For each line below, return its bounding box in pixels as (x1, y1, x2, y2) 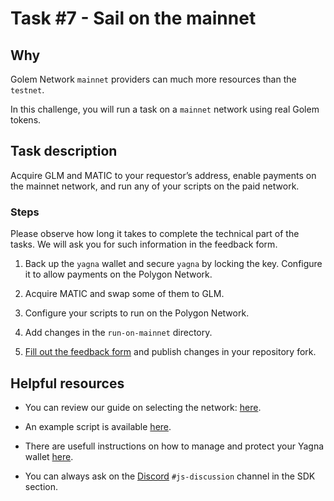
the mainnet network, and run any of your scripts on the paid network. (10, 180, 300, 192)
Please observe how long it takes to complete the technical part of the (10, 228, 300, 240)
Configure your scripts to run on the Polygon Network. (24, 307, 250, 319)
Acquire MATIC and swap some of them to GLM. (24, 288, 225, 300)
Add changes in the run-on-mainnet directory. (24, 327, 213, 339)
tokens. (10, 114, 42, 126)
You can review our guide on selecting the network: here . (24, 401, 262, 413)
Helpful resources (10, 375, 125, 392)
